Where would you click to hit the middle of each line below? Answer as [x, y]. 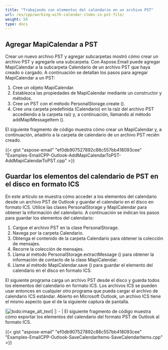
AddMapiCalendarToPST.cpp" [36, 161]
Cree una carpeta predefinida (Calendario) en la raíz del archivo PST [83, 109]
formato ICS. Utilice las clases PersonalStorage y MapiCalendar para [76, 207]
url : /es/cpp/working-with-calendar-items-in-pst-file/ [65, 15]
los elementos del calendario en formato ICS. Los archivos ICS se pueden [81, 286]
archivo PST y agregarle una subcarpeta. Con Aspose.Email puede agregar [83, 62]
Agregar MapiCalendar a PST [52, 44]
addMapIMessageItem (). [38, 120]
